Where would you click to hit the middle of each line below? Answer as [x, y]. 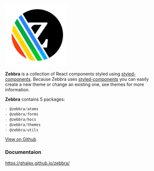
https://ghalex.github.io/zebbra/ [38, 163]
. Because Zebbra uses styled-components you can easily [90, 79]
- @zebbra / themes [23, 125]
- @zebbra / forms [22, 114]
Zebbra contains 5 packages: [35, 99]
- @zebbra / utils [22, 130]
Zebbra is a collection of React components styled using [63, 74]
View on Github [21, 139]
